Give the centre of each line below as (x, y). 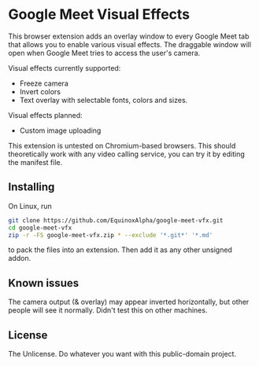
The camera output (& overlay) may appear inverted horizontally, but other (129, 302)
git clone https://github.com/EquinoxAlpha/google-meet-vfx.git (116, 220)
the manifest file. (35, 162)
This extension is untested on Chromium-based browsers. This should (122, 145)
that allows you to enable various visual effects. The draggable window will (130, 44)
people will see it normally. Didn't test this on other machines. (108, 310)
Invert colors (40, 91)
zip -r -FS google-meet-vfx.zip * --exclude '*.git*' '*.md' (111, 235)
